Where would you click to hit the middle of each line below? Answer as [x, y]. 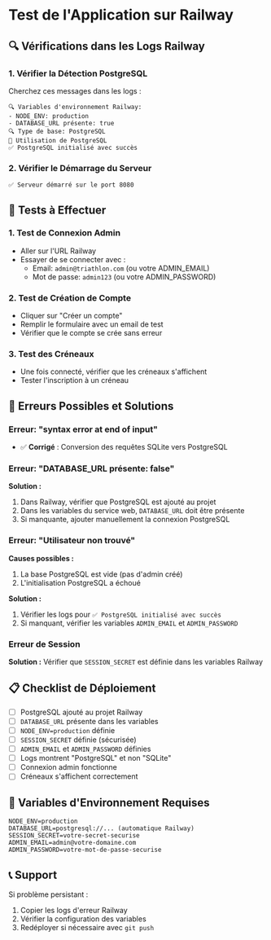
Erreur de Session [44, 644]
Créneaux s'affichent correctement [79, 776]
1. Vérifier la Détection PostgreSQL [78, 73]
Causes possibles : [42, 558]
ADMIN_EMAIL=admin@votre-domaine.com [72, 843]
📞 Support [33, 874]
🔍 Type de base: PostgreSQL [57, 131]
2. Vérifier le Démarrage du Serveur [80, 168]
